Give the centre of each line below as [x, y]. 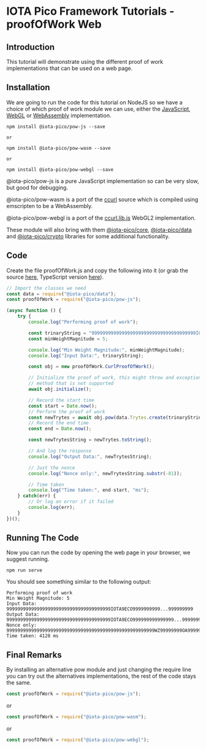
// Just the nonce [52, 468]
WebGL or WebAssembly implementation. [59, 115]
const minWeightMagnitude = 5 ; [68, 339]
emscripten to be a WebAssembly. [50, 206]
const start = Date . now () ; [63, 406]
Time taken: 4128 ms [33, 636]
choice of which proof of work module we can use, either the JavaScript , [99, 109]
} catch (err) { [37, 496]
